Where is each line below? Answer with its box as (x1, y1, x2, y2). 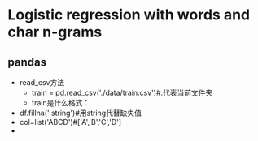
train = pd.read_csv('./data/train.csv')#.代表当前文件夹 (31, 88, 213, 97)
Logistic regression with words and (7, 6, 250, 24)
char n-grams (7, 23, 103, 41)
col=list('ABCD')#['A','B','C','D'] (19, 117, 122, 126)
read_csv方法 (19, 78, 65, 87)
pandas (7, 55, 46, 69)
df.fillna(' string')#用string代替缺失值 (19, 108, 142, 117)
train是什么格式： (31, 98, 90, 107)
